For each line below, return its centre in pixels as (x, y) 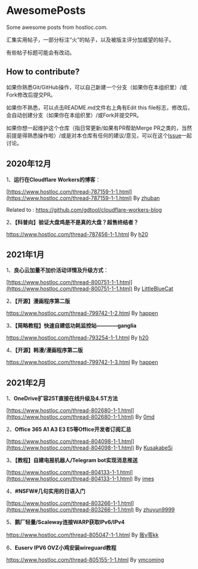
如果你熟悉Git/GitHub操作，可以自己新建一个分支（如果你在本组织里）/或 (97, 87)
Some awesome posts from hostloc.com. (57, 27)
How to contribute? (43, 72)
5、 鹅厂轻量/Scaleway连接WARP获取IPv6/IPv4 (66, 522)
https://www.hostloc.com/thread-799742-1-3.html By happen (82, 362)
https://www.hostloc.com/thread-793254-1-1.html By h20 (78, 338)
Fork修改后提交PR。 (31, 95)
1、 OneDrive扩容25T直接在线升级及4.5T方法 (62, 398)
